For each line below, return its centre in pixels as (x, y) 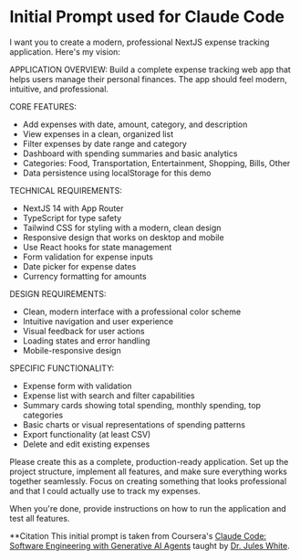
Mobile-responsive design (72, 350)
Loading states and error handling (86, 341)
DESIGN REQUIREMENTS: (58, 293)
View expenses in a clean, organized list (98, 133)
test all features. (40, 518)
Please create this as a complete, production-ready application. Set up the (149, 461)
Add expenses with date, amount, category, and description (135, 124)
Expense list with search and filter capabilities (109, 396)
